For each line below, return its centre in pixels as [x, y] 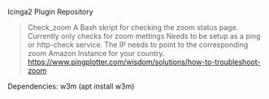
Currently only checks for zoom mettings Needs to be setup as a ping [144, 36]
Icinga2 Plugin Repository [51, 12]
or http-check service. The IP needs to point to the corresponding [138, 45]
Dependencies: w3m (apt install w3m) [71, 86]
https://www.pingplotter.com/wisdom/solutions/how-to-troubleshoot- [144, 62]
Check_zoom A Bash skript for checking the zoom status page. [133, 27]
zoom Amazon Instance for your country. [96, 53]
